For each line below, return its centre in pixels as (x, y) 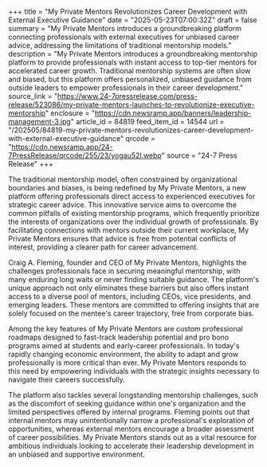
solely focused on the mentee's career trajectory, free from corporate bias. (131, 313)
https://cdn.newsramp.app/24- (62, 147)
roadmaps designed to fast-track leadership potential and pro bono (119, 337)
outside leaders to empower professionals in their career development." (126, 88)
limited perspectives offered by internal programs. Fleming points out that (129, 412)
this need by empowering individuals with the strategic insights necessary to (134, 371)
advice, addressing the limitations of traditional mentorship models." (120, 45)
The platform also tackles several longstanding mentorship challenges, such (133, 395)
